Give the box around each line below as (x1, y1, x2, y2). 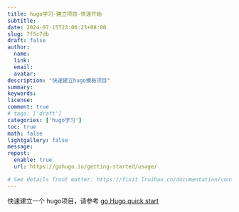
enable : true (14, 156, 53, 164)
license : (7, 97, 33, 104)
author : (7, 44, 31, 51)
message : (7, 143, 33, 151)
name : (14, 51, 31, 58)
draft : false (7, 37, 46, 44)
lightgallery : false (7, 136, 69, 143)
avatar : (14, 70, 37, 77)
